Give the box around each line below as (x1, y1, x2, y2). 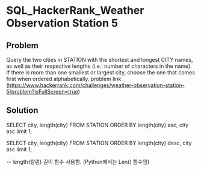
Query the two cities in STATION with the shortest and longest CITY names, (6, 56, 194, 63)
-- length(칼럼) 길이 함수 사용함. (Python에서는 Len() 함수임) (6, 158, 150, 165)
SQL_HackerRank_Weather (6, 4, 144, 17)
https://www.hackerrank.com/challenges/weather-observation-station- (8, 82, 185, 89)
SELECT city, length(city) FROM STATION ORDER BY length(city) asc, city (6, 121, 189, 128)
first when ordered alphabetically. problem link (6, 76, 122, 82)
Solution (6, 106, 39, 116)
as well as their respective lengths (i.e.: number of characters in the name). (6, 62, 193, 70)
